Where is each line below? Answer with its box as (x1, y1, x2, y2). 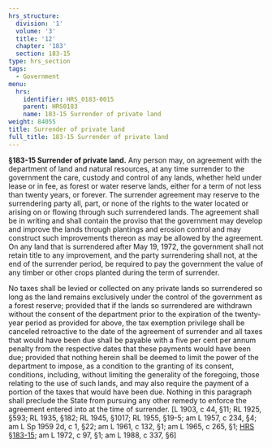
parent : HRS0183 (23, 102, 79, 111)
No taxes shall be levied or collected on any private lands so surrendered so (8, 283, 263, 293)
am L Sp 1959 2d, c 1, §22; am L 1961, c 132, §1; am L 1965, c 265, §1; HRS (8, 421, 254, 431)
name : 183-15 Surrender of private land (23, 111, 162, 119)
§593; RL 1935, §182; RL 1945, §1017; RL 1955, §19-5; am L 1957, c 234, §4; (8, 412, 257, 423)
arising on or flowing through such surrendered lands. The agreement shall (8, 207, 260, 216)
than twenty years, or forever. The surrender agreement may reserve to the (8, 189, 260, 199)
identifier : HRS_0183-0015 (23, 95, 114, 103)
